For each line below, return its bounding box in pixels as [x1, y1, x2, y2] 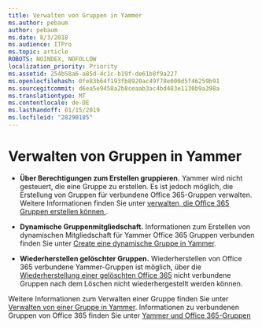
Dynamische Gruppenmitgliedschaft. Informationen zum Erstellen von [19, 221, 250, 231]
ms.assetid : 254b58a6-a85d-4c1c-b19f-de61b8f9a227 [8, 70, 178, 78]
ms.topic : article [8, 48, 68, 56]
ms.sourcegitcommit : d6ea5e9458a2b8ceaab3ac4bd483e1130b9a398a [8, 84, 220, 93]
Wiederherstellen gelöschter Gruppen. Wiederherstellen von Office [19, 253, 242, 263]
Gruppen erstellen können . [19, 206, 109, 216]
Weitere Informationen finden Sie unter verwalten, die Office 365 [19, 198, 230, 208]
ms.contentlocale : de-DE [8, 99, 90, 107]
